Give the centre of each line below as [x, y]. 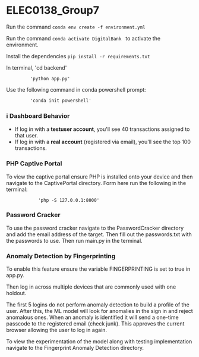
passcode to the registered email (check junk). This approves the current [95, 324]
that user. [26, 136]
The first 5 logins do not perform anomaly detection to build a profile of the [98, 305]
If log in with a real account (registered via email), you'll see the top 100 [103, 142]
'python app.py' [50, 79]
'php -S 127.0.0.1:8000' [69, 200]
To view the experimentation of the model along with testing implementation [99, 342]
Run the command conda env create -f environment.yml [76, 27]
